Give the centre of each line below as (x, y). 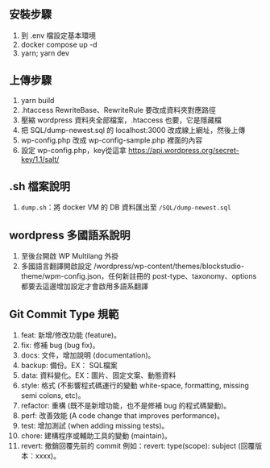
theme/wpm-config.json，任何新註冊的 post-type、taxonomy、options (139, 276)
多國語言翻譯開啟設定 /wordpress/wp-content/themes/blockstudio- (133, 266)
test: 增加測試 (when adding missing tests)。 (95, 426)
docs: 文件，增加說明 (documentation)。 (88, 355)
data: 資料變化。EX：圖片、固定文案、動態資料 (98, 375)
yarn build (37, 100)
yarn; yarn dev (45, 53)
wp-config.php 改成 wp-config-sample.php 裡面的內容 (112, 140)
